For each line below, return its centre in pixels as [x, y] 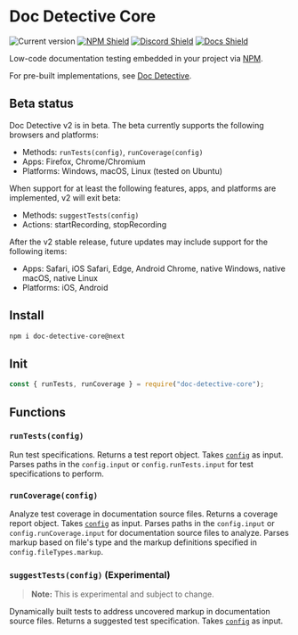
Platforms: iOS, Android [65, 287]
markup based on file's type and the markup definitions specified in [133, 542]
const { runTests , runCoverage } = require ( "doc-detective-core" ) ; [137, 384]
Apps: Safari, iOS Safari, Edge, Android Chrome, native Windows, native [154, 268]
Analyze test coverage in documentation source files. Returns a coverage [144, 514]
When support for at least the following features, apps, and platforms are [143, 188]
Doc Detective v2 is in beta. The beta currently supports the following [137, 125]
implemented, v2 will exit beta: [65, 197]
